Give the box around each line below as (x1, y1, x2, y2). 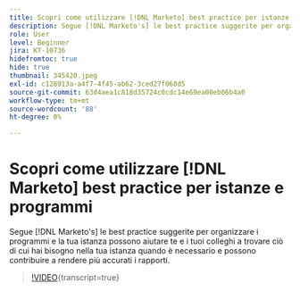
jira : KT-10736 (9, 46, 66, 55)
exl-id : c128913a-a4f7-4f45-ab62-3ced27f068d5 (9, 79, 186, 88)
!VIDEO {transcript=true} (30, 272, 121, 283)
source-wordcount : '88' (9, 104, 98, 113)
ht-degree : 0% (9, 112, 62, 121)
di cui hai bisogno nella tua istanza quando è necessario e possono (9, 245, 256, 256)
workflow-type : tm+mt (9, 96, 90, 105)
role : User (9, 29, 50, 38)
